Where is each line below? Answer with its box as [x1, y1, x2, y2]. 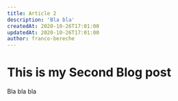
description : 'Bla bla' [7, 16, 75, 23]
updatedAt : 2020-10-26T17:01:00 [7, 29, 99, 36]
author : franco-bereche [7, 35, 75, 42]
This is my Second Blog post [7, 65, 172, 81]
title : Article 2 [7, 10, 57, 17]
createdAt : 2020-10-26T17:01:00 [7, 23, 99, 29]
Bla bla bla [7, 87, 36, 96]
